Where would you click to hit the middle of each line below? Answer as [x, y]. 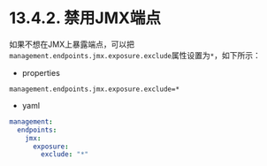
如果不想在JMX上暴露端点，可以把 [72, 44]
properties [41, 72]
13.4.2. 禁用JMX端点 [85, 18]
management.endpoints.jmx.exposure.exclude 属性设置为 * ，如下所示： [135, 55]
